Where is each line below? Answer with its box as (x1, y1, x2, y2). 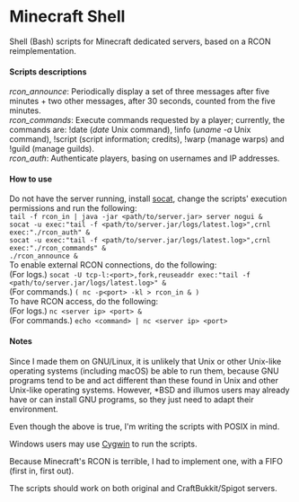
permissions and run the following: (9, 203, 137, 214)
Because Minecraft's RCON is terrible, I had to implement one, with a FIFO (9, 455, 283, 466)
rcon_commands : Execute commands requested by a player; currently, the (9, 115, 286, 126)
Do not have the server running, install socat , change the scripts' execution (9, 193, 287, 204)
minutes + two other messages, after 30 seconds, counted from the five (9, 96, 276, 107)
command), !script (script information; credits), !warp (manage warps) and (9, 134, 285, 145)
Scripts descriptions (9, 66, 87, 77)
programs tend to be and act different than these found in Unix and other (9, 374, 278, 385)
